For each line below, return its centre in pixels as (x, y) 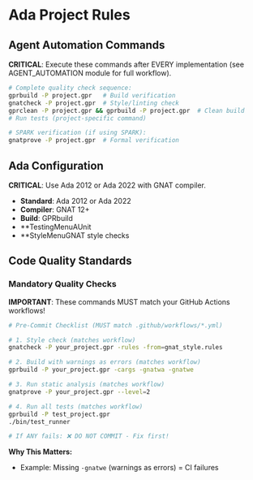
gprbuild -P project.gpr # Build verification (92, 95)
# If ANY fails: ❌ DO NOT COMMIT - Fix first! (89, 436)
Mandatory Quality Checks (62, 284)
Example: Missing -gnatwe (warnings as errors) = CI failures (119, 468)
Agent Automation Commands (87, 45)
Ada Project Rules (70, 15)
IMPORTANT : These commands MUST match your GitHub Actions (120, 301)
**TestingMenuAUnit (56, 227)
